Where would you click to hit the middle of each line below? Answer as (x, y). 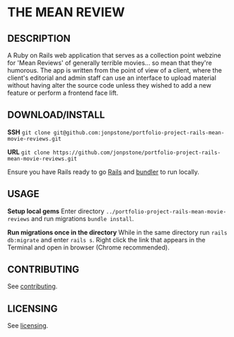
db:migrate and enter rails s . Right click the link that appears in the (106, 240)
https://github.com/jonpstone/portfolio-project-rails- (137, 153)
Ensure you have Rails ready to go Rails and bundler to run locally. (104, 172)
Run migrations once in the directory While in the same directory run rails (117, 232)
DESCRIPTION (39, 39)
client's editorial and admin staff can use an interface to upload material (112, 78)
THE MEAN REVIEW (66, 12)
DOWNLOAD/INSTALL (56, 115)
